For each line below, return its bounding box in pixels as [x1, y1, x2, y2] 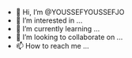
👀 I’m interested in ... [15, 16, 83, 25]
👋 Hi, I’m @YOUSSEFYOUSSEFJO [15, 8, 125, 16]
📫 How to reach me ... [15, 42, 89, 50]
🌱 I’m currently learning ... [15, 24, 100, 33]
